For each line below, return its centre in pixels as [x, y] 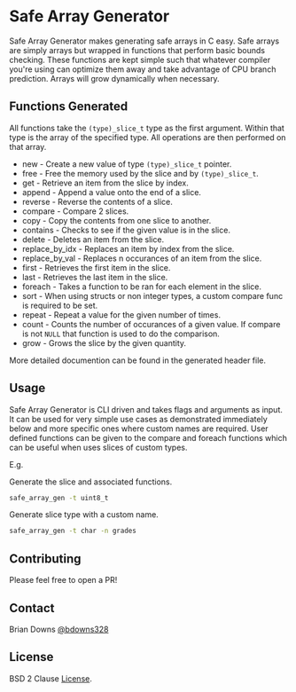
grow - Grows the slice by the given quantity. [104, 342]
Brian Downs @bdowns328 [59, 629]
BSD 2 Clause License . [51, 678]
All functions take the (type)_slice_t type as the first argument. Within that [147, 128]
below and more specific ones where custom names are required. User [139, 429]
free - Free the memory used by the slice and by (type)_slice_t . [140, 173]
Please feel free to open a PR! [63, 580]
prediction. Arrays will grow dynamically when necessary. [114, 78]
